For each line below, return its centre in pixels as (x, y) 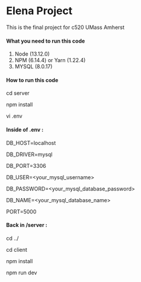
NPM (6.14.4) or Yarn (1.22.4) (50, 60)
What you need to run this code (46, 41)
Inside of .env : (25, 129)
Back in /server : (27, 225)
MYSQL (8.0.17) (33, 67)
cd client (17, 249)
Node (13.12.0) (32, 54)
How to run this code (32, 80)
